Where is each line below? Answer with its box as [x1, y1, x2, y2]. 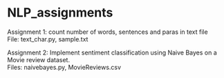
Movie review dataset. [7, 55, 71, 64]
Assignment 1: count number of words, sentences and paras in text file [7, 28, 209, 36]
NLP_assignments [7, 5, 113, 21]
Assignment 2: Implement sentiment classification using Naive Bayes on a [7, 48, 218, 57]
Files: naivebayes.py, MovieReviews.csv [7, 63, 122, 71]
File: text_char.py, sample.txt [7, 35, 88, 43]
